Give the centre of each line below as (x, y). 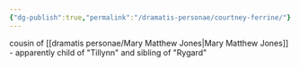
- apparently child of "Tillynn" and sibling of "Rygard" (108, 52)
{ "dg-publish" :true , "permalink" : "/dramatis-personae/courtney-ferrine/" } (150, 17)
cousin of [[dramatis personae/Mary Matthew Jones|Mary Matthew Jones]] (149, 43)
